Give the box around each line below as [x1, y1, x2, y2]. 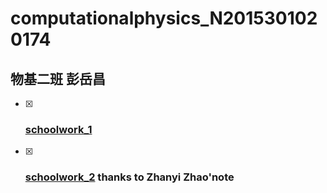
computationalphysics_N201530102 [10, 7, 318, 30]
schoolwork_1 [24, 122, 93, 136]
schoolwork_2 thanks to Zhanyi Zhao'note [24, 170, 235, 184]
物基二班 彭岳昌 [10, 70, 106, 87]
